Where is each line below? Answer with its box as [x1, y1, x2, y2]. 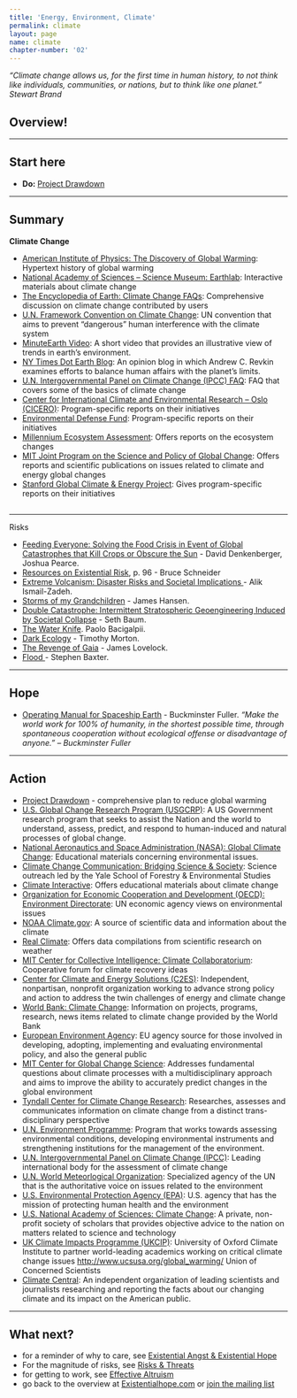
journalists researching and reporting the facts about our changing [21, 1284, 265, 1294]
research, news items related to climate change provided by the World [21, 1010, 278, 1022]
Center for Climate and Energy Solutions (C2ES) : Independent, [21, 973, 250, 984]
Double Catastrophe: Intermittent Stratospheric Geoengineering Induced [21, 604, 286, 615]
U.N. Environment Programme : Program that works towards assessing [21, 1124, 278, 1134]
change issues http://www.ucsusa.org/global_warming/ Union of [21, 1256, 257, 1266]
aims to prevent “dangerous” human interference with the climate [21, 319, 260, 329]
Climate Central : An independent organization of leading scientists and [21, 1274, 280, 1285]
